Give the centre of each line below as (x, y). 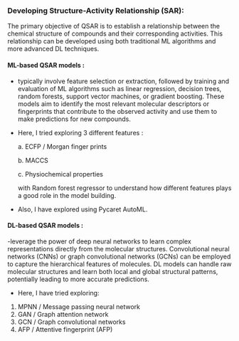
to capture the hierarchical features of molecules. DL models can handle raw (119, 264)
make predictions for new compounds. (74, 119)
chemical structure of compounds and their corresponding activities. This (115, 33)
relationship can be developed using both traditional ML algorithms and (112, 41)
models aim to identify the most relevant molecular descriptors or (113, 104)
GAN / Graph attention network (63, 314)
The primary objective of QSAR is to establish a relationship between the (114, 26)
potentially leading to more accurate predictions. (78, 279)
